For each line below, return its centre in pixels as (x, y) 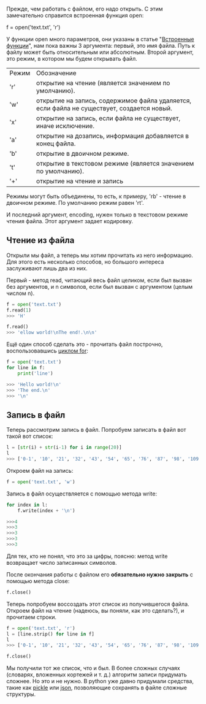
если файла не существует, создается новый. (104, 108)
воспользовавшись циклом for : (48, 351)
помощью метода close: (38, 581)
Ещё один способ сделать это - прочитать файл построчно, (85, 344)
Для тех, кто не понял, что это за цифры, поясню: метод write (87, 556)
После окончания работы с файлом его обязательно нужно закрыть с (100, 574)
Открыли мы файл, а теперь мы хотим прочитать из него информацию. (100, 255)
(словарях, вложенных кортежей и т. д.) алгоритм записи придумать (97, 675)
